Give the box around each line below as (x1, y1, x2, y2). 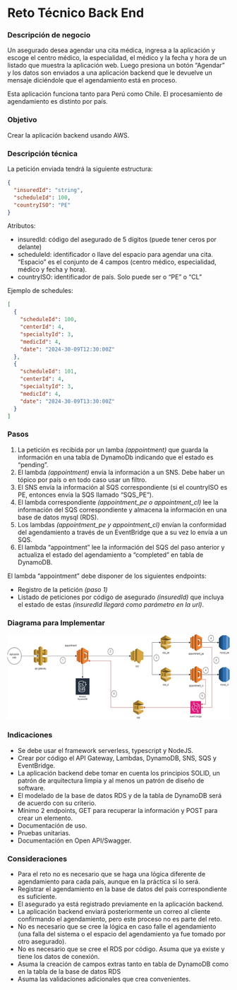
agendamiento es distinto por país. (7, 97, 108, 106)
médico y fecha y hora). (17, 265, 87, 274)
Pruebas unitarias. (17, 828, 71, 837)
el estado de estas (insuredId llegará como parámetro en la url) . (17, 600, 205, 608)
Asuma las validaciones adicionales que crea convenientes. (17, 975, 191, 984)
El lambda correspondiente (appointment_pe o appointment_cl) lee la (17, 497, 219, 506)
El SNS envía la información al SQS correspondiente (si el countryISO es (17, 483, 228, 491)
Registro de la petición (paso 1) (17, 585, 108, 593)
